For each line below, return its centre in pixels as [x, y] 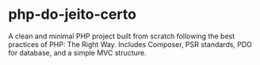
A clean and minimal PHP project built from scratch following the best [122, 36]
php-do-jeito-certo [73, 14]
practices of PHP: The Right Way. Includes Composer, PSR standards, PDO [130, 44]
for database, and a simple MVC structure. [77, 52]
